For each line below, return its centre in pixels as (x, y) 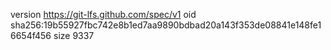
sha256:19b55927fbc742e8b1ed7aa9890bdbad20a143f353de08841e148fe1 (166, 25)
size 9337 (74, 35)
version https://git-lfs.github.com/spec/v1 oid (103, 14)
